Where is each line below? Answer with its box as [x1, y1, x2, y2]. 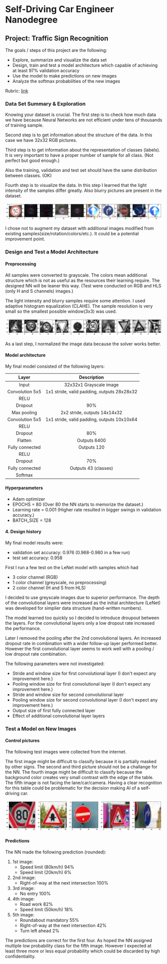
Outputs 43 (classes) [69, 465, 113, 471]
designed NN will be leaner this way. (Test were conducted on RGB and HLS [5, 282, 162, 288]
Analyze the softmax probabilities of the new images [12, 78, 121, 84]
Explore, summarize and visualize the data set [12, 57, 107, 63]
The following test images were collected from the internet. [5, 749, 127, 755]
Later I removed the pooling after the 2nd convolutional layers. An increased [5, 635, 161, 641]
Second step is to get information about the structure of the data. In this [5, 132, 153, 138]
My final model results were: [5, 540, 64, 546]
